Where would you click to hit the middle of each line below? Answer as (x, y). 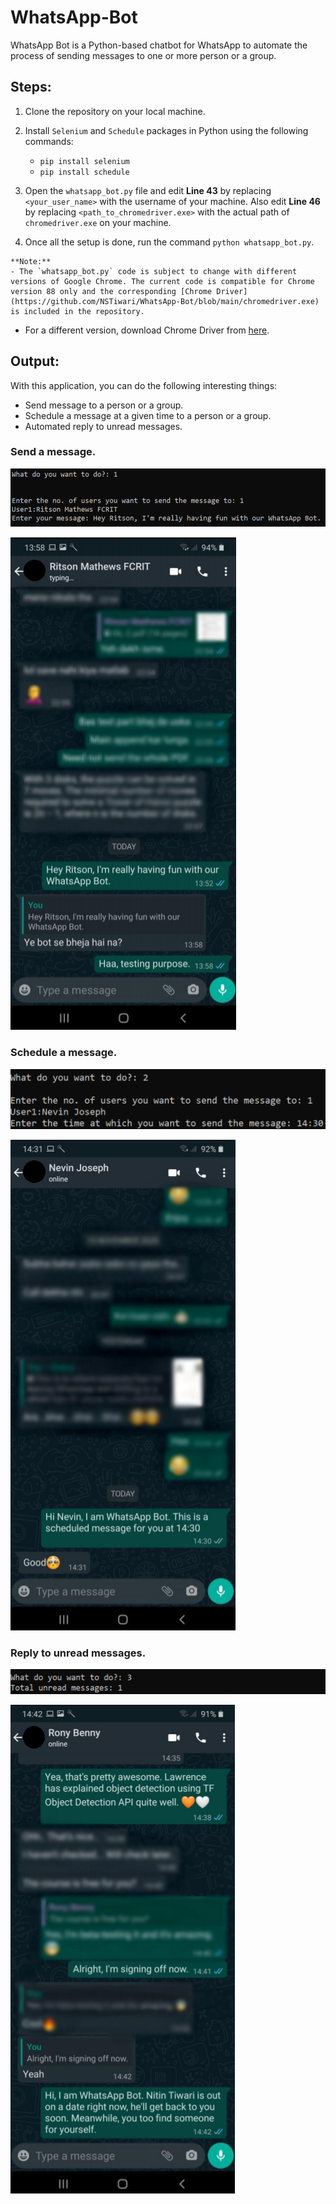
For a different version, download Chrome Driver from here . (147, 330)
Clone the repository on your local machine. (115, 111)
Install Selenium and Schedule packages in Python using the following (166, 130)
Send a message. (53, 452)
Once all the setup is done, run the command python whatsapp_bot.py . (169, 242)
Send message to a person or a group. (104, 405)
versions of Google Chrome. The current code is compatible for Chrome (162, 281)
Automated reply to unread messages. (103, 426)
